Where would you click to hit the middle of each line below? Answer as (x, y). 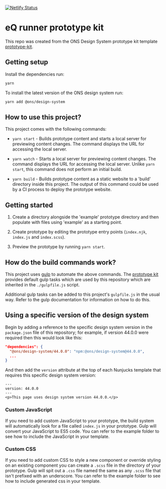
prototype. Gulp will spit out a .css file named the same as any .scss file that (83, 470)
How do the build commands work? (61, 262)
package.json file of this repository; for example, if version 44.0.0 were (77, 332)
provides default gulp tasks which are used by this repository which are (78, 279)
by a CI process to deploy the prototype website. (62, 190)
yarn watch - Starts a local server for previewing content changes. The (84, 159)
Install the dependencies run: (35, 74)
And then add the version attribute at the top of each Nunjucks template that (83, 370)
